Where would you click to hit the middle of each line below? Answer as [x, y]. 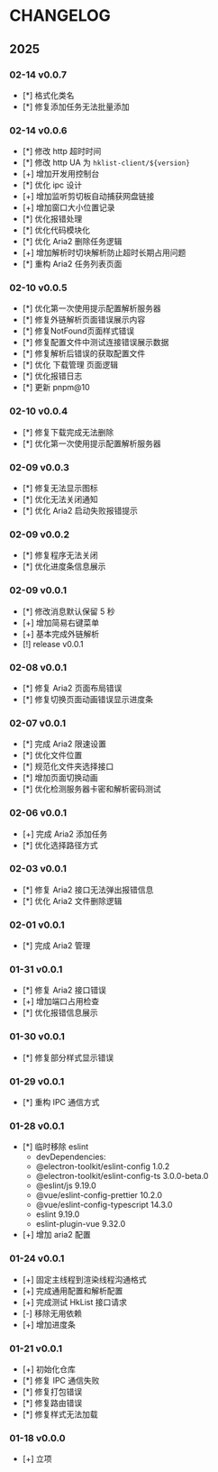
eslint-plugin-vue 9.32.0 [81, 1224]
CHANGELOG [60, 16]
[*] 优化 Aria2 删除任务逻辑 [72, 242]
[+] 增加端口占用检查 [61, 1001]
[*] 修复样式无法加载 [60, 1414]
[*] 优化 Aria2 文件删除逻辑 [72, 901]
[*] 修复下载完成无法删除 [68, 432]
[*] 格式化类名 [48, 95]
